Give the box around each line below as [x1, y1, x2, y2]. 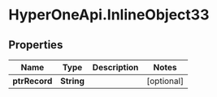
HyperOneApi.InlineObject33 [8, 6, 210, 24]
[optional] [145, 75, 184, 86]
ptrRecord [12, 75, 53, 86]
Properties [8, 38, 63, 52]
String [60, 75, 85, 86]
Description [92, 62, 139, 73]
